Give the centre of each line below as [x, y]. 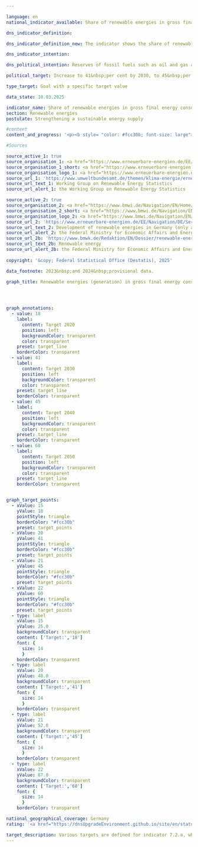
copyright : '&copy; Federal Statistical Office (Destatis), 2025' [89, 260]
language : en [22, 17]
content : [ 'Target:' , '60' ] [50, 786]
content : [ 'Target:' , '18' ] [50, 638]
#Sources [17, 146]
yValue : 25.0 [33, 627]
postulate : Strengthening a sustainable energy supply [75, 119]
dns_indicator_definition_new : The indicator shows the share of [88, 44]
